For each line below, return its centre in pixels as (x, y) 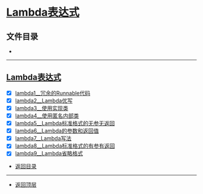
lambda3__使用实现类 (41, 108)
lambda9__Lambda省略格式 (49, 154)
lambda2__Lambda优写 (44, 101)
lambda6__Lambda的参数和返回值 (57, 131)
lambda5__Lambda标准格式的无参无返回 (65, 124)
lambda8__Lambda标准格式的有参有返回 (65, 146)
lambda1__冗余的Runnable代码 (53, 93)
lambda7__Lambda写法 (43, 139)
